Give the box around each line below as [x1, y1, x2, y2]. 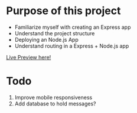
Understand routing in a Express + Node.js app [14, 42, 129, 49]
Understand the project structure [14, 29, 95, 36]
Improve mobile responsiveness [14, 94, 93, 101]
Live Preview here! [6, 54, 51, 61]
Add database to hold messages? [14, 100, 96, 107]
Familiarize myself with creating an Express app [14, 24, 131, 31]
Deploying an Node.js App [14, 36, 79, 43]
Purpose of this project [6, 4, 121, 18]
